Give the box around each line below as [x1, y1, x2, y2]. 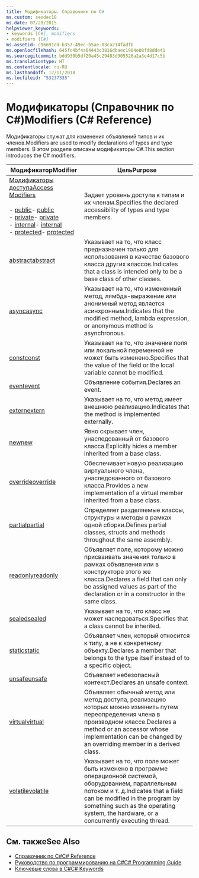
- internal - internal [9, 221, 62, 229]
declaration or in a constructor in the [84, 590, 185, 598]
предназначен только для [84, 245, 159, 253]
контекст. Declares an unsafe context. [84, 678, 190, 687]
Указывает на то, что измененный [84, 285, 182, 293]
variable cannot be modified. [84, 369, 164, 377]
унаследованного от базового [84, 474, 171, 482]
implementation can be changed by [84, 732, 182, 741]
